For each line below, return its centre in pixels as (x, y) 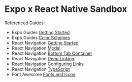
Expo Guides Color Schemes (41, 38)
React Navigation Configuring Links (48, 64)
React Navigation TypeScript (41, 69)
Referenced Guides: (25, 23)
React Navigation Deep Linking (43, 58)
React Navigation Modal (36, 48)
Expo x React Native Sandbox (66, 9)
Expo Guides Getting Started (41, 32)
